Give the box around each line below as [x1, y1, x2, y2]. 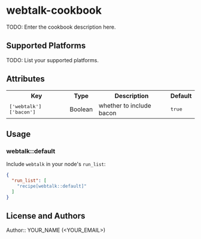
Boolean [69, 105, 93, 114]
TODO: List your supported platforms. [6, 56, 99, 63]
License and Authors [6, 211, 86, 221]
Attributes [6, 74, 45, 84]
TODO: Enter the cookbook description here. [6, 23, 116, 30]
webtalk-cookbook [6, 4, 102, 17]
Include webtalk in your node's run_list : [6, 161, 106, 168]
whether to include [98, 101, 151, 109]
